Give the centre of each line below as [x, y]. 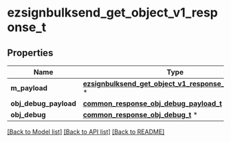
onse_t [27, 27]
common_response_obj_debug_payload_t [152, 103]
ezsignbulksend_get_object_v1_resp [112, 13]
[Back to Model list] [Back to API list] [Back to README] [86, 132]
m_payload [29, 88]
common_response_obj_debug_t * [140, 115]
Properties [30, 53]
